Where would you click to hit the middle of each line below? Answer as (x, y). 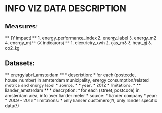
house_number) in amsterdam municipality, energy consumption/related (77, 80)
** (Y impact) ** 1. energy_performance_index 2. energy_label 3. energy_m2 (81, 38)
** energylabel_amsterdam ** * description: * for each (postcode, (71, 75)
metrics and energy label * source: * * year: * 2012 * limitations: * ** (73, 85)
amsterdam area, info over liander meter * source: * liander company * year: (81, 95)
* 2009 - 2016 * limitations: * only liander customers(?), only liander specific (81, 100)
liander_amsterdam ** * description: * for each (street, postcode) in (72, 90)
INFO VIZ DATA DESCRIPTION (66, 8)
